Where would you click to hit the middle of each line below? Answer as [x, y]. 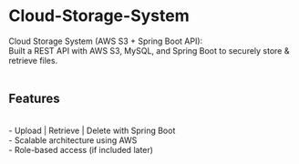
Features [34, 99]
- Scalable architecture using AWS [73, 140]
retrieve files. [33, 60]
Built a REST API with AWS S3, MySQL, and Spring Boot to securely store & [149, 50]
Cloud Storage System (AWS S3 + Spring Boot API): [106, 41]
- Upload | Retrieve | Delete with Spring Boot [92, 130]
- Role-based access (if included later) [81, 149]
